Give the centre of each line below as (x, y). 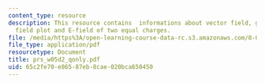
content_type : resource (47, 15)
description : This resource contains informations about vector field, (130, 23)
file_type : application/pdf (54, 45)
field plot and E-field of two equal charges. (93, 30)
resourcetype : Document (47, 52)
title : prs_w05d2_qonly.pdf (54, 60)
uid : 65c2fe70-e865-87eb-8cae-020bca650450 (81, 67)
